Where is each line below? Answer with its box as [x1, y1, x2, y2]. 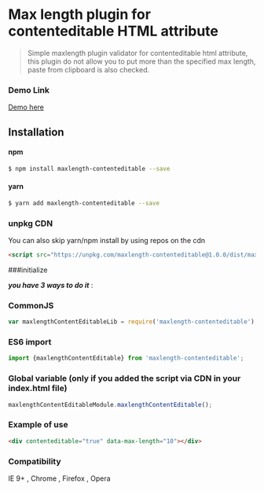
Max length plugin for [8, 6, 152, 24]
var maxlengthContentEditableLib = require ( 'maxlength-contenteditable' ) [8, 318, 255, 326]
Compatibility [8, 456, 61, 467]
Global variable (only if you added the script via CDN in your [8, 373, 241, 384]
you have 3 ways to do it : [8, 280, 93, 290]
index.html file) [8, 383, 68, 394]
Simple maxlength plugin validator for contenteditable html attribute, [27, 48, 248, 57]
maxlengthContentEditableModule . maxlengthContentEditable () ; [8, 401, 213, 408]
